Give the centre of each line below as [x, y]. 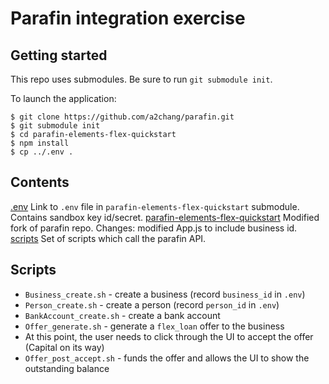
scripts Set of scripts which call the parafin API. [108, 238]
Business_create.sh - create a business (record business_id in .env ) [165, 294]
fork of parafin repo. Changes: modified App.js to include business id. [154, 228]
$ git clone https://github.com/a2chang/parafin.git [122, 117]
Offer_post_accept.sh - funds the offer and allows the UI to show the [167, 358]
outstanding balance [67, 368]
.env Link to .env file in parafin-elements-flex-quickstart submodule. [155, 206]
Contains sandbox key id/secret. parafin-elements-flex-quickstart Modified [165, 217]
